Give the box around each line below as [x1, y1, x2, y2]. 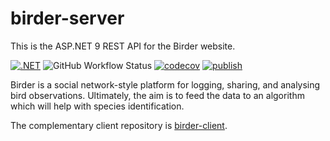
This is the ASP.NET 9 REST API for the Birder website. [10, 40, 236, 52]
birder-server [10, 7, 125, 30]
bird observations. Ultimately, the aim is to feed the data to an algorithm [10, 89, 305, 101]
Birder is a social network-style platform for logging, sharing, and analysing [10, 78, 321, 91]
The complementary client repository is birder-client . [10, 119, 228, 131]
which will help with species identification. [10, 100, 185, 112]
